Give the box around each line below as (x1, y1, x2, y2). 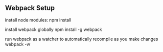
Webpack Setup (5, 4, 55, 12)
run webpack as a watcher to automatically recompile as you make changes (5, 36, 158, 42)
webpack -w (5, 41, 31, 47)
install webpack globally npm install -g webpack (5, 26, 102, 32)
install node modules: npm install (5, 17, 71, 23)
